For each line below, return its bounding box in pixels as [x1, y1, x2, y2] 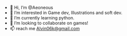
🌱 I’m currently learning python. [9, 15, 74, 20]
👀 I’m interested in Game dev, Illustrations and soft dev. [9, 10, 123, 16]
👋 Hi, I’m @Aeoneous [9, 5, 54, 10]
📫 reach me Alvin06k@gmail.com [9, 26, 80, 31]
